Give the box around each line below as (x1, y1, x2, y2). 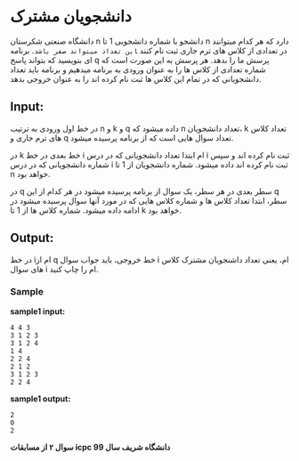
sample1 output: (10, 393, 71, 404)
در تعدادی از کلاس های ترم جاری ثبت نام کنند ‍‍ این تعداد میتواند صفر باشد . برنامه (10, 44, 287, 55)
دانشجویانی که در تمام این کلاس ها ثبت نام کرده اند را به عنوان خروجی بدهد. (10, 73, 262, 84)
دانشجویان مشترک (10, 6, 133, 27)
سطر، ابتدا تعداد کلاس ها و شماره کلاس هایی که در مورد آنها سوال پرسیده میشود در (10, 195, 287, 206)
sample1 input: (10, 305, 66, 317)
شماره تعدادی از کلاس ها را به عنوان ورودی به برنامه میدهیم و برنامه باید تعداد (10, 64, 266, 75)
